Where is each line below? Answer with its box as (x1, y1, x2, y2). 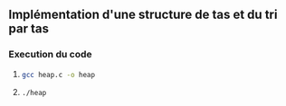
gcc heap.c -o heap (21, 70, 96, 79)
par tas (8, 22, 49, 37)
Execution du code (8, 49, 92, 61)
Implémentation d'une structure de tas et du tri (8, 7, 278, 22)
